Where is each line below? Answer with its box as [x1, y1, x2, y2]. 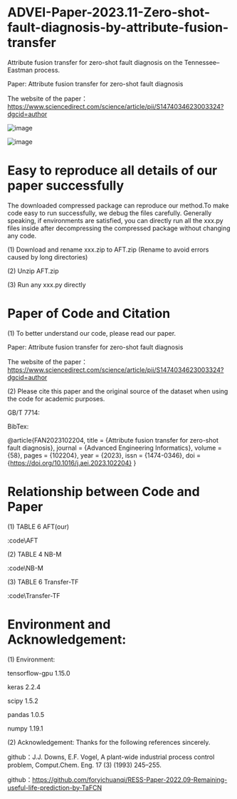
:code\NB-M [7, 564, 44, 572]
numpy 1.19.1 [7, 724, 43, 733]
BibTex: [7, 422, 29, 431]
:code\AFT [7, 536, 38, 545]
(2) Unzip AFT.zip [7, 267, 59, 275]
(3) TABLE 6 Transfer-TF [7, 577, 79, 586]
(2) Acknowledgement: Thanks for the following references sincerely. [7, 738, 211, 746]
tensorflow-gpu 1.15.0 [7, 669, 70, 677]
